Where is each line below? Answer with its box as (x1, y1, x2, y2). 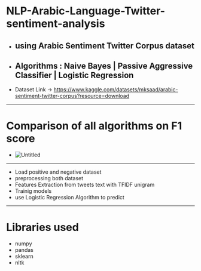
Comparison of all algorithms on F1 (6, 119, 182, 133)
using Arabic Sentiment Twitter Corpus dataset (14, 41, 194, 51)
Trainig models (14, 187, 52, 195)
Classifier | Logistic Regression (14, 70, 134, 80)
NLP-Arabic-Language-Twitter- (6, 4, 166, 18)
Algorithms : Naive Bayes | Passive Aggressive (14, 61, 193, 71)
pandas (14, 247, 34, 254)
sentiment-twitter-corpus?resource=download (14, 93, 130, 100)
